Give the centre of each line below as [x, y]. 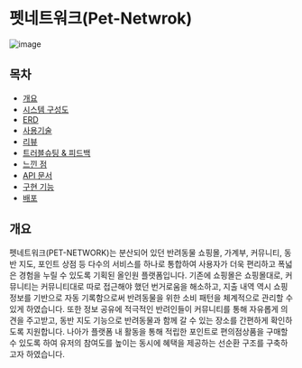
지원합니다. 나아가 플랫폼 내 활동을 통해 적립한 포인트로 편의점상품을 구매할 [157, 331]
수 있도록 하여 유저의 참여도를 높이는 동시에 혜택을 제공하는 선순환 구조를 [137, 343]
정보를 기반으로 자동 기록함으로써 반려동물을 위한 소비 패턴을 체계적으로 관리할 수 [151, 298]
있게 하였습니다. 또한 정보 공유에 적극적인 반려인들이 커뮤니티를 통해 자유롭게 [144, 308]
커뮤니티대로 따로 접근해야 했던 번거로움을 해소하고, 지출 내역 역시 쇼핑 [164, 286]
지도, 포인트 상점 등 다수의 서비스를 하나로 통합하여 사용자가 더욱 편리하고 [147, 263]
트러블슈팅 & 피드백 [56, 152]
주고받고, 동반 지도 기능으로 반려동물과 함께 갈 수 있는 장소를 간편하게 [147, 320]
